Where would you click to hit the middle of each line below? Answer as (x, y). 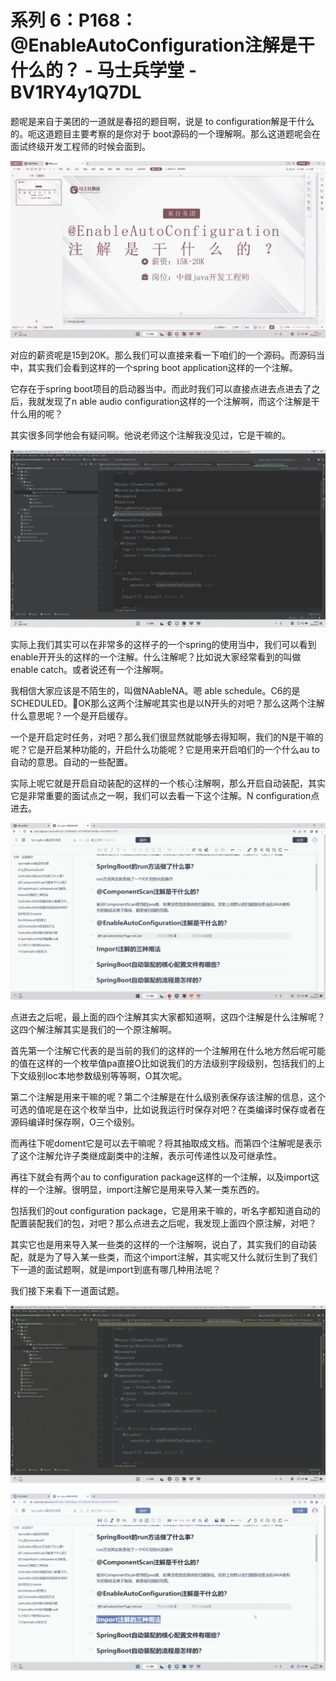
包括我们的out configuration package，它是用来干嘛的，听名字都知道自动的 (165, 1211)
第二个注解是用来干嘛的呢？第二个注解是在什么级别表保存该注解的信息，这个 (168, 1097)
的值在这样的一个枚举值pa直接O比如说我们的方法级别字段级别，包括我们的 (163, 1063)
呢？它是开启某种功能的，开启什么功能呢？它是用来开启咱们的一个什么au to (165, 749)
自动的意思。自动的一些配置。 (71, 762)
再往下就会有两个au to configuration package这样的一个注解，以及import (161, 1177)
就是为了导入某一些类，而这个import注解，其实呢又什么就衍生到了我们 (172, 1257)
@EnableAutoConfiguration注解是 (154, 45)
